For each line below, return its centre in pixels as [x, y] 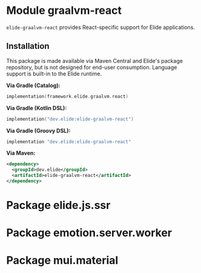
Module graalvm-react [64, 11]
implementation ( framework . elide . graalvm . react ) [68, 96]
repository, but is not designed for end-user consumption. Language [92, 67]
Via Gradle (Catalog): [33, 85]
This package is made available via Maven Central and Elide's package [95, 60]
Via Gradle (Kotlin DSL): [37, 108]
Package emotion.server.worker [89, 233]
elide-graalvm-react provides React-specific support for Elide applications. [101, 27]
